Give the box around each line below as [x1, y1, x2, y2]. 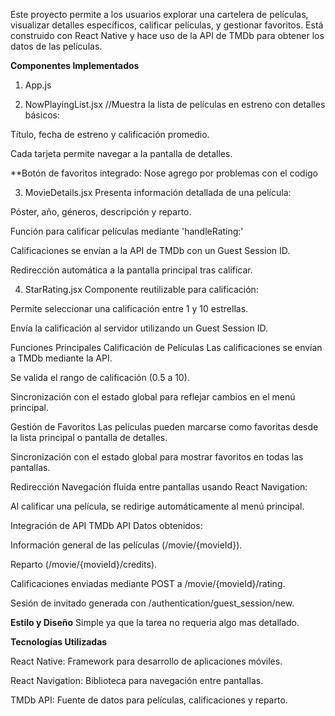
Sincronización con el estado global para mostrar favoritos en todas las [10, 451, 304, 463]
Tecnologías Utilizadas [10, 636, 108, 648]
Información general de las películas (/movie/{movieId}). [10, 539, 243, 551]
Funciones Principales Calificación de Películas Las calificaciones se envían [10, 342, 323, 353]
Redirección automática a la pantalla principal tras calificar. [10, 264, 253, 276]
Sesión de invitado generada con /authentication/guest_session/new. [10, 597, 295, 609]
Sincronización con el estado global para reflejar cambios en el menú [10, 391, 296, 403]
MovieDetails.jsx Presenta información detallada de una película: [24, 187, 292, 198]
